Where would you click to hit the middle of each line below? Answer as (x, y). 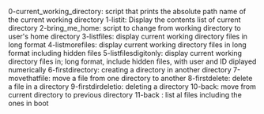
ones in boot (28, 103)
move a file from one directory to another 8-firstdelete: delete (153, 78)
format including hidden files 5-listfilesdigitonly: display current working (125, 53)
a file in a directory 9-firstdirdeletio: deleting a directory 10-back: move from (132, 86)
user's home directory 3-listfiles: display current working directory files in (128, 36)
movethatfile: (30, 78)
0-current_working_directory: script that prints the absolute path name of (127, 11)
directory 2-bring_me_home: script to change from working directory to (124, 28)
